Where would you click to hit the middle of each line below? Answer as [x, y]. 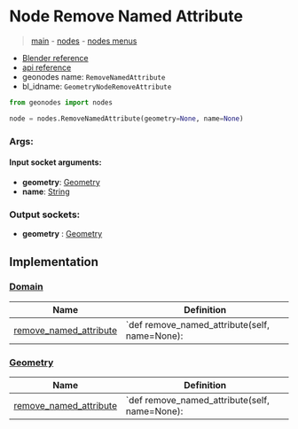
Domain [26, 287]
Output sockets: [45, 214]
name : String [46, 191]
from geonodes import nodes [61, 102]
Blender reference [55, 58]
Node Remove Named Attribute [126, 16]
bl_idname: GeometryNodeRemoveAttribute [97, 86]
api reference [47, 67]
